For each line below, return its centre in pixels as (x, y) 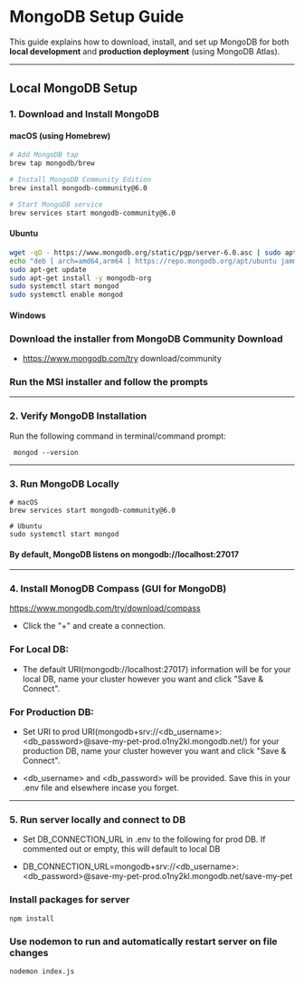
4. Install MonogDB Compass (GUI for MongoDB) (118, 589)
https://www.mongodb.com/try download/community (122, 359)
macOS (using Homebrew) (60, 135)
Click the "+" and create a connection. (94, 626)
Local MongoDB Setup (74, 88)
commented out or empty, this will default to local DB (121, 849)
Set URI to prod (51, 732)
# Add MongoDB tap (44, 155)
